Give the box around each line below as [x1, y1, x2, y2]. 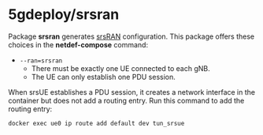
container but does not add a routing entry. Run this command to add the [8, 96, 245, 105]
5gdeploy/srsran [8, 6, 120, 24]
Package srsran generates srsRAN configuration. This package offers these [8, 32, 254, 41]
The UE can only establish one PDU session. [31, 72, 176, 81]
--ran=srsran [19, 57, 63, 65]
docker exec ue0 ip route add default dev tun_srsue [8, 119, 185, 127]
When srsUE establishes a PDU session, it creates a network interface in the [8, 87, 256, 96]
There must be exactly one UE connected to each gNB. [31, 63, 210, 73]
